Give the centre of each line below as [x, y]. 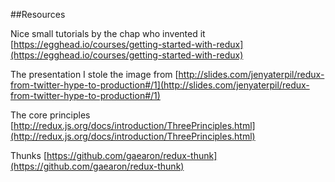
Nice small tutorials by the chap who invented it [108, 33]
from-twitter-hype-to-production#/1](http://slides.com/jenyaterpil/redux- [160, 85]
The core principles [50, 115]
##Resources [38, 14]
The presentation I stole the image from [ [94, 74]
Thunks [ [28, 155]
